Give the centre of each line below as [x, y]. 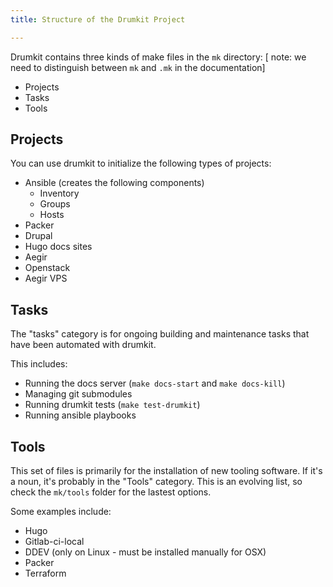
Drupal [38, 236]
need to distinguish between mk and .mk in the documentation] [138, 67]
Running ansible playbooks [80, 415]
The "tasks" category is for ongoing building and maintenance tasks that [160, 334]
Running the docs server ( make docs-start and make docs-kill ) [155, 383]
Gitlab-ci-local [54, 542]
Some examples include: [61, 512]
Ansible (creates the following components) [114, 183]
